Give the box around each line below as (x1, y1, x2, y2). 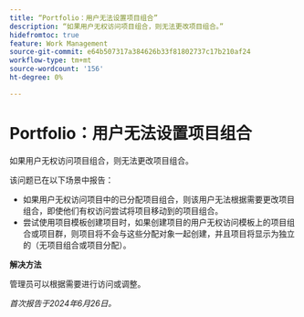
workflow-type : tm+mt (9, 56, 92, 65)
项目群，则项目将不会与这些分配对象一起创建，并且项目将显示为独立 (38, 227, 295, 238)
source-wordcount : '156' (9, 65, 104, 74)
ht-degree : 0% (9, 73, 64, 82)
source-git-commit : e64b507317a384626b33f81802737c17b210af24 (9, 48, 251, 57)
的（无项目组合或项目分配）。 (22, 239, 131, 250)
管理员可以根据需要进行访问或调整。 (9, 278, 146, 289)
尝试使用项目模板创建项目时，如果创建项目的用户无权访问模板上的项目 (22, 217, 288, 227)
